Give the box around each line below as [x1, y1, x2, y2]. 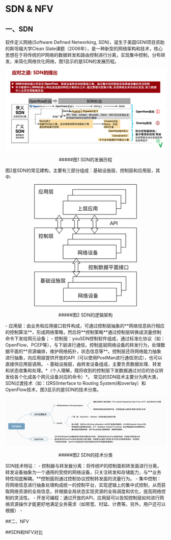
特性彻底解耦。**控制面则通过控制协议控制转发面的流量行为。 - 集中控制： [5, 476, 162, 482]
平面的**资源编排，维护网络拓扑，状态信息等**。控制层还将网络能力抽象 [9, 348, 162, 354]
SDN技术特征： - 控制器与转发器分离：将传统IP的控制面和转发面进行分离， [5, 463, 162, 469]
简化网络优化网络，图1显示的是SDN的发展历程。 [18, 58, 120, 64]
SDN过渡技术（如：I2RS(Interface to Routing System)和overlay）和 [5, 380, 146, 386]
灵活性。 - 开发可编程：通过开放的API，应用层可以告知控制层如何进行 [14, 495, 160, 501]
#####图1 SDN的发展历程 [59, 156, 112, 162]
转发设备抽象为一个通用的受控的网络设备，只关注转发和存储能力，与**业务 [5, 469, 162, 475]
